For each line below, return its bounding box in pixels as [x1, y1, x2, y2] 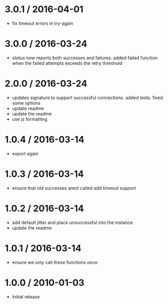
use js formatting [12, 116, 47, 122]
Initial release [12, 293, 40, 299]
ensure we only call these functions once [12, 259, 98, 265]
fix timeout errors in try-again [12, 20, 74, 26]
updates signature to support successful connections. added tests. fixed [12, 95, 163, 101]
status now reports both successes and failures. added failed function [12, 55, 158, 61]
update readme [12, 105, 44, 111]
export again [12, 150, 39, 156]
